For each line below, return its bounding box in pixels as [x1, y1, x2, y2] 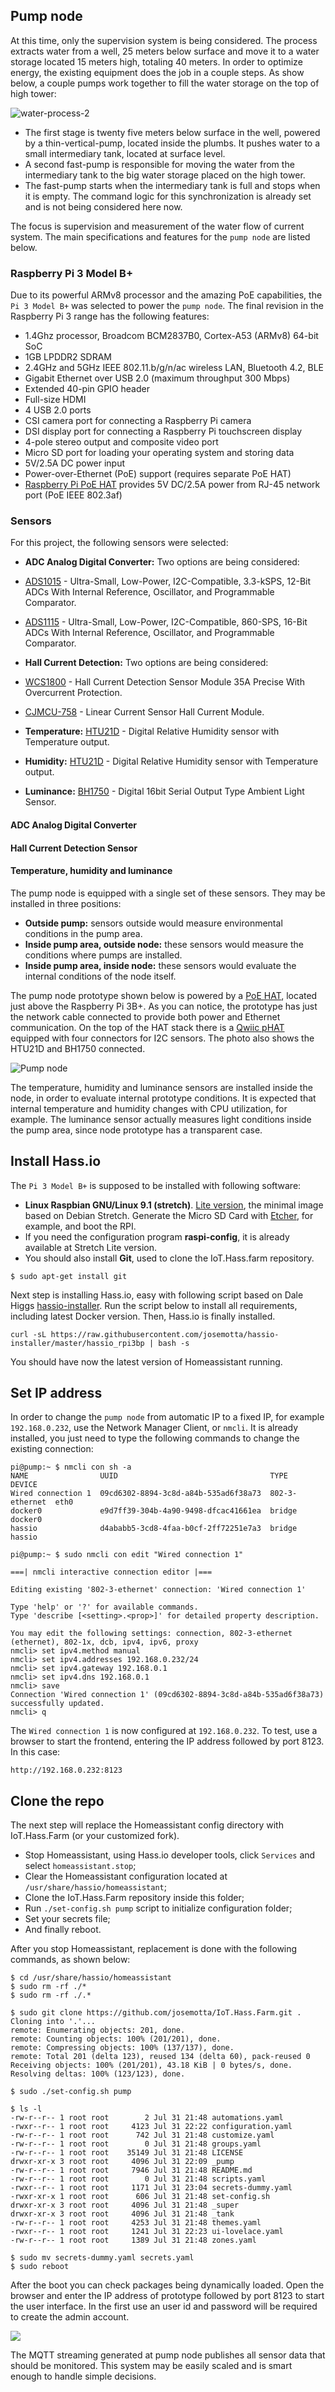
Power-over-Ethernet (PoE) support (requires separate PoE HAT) [24, 468, 292, 480]
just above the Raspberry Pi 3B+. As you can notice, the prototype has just [10, 1000, 318, 1012]
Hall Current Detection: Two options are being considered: [24, 657, 269, 669]
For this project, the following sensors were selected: [10, 537, 229, 549]
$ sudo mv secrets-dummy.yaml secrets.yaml [10, 2253, 195, 2263]
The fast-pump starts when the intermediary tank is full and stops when [24, 179, 321, 191]
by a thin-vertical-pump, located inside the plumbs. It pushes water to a [24, 137, 321, 149]
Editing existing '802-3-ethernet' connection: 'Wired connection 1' [10, 1585, 307, 1595]
